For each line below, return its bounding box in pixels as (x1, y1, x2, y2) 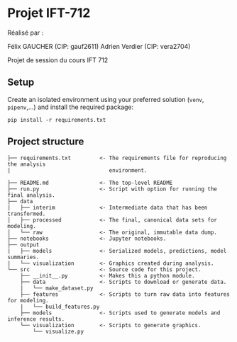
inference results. (7, 315, 65, 323)
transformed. (7, 210, 46, 217)
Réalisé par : (7, 28, 44, 37)
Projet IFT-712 (7, 5, 91, 21)
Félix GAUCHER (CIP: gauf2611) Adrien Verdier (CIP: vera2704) (7, 42, 191, 50)
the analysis (7, 161, 46, 168)
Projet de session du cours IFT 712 (7, 55, 109, 64)
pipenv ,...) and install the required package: (7, 103, 134, 111)
